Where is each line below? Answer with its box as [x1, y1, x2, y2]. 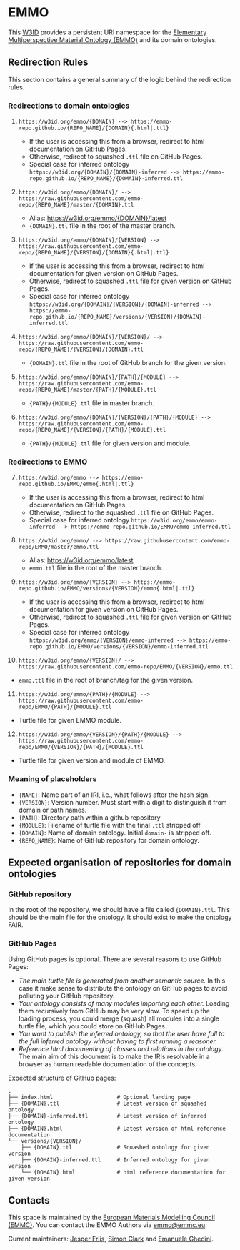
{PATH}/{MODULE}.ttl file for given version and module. [29, 439, 191, 447]
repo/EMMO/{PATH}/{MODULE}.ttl [18, 703, 112, 711]
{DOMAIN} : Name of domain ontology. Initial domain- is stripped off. [18, 828, 211, 837]
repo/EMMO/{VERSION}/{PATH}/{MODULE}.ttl [18, 744, 144, 751]
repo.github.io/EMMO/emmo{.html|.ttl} [18, 480, 134, 488]
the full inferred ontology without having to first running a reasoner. [18, 1037, 217, 1046]
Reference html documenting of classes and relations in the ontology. [18, 1044, 224, 1053]
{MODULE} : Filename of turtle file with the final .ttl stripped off [18, 820, 201, 829]
